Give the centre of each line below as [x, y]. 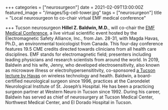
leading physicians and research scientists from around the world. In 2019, [82, 60]
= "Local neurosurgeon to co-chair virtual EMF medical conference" [76, 18]
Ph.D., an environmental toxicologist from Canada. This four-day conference [84, 44]
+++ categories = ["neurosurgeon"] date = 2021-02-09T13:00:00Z [74, 7]
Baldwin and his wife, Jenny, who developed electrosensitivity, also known [82, 65]
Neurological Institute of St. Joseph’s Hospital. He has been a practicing [80, 86]
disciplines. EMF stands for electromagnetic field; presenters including [78, 54]
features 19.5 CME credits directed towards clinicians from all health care [81, 49]
